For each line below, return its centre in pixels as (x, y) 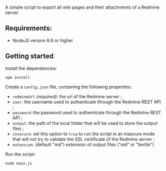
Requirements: (29, 28)
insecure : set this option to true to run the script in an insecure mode (83, 134)
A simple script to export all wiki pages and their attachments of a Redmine (82, 7)
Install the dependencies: (31, 68)
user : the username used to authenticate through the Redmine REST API (86, 102)
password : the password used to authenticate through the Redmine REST (87, 112)
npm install (17, 77)
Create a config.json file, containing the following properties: (68, 87)
